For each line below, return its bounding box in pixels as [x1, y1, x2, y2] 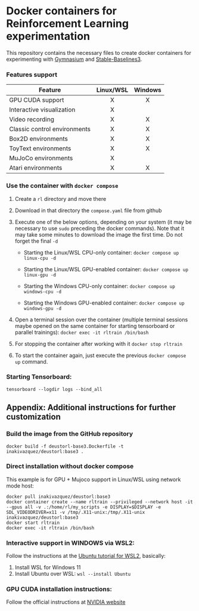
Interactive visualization [9, 106, 76, 114]
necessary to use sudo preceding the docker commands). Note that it [14, 225, 185, 232]
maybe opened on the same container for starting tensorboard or [14, 322, 175, 329]
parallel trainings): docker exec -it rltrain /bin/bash [14, 328, 149, 336]
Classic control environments [9, 125, 91, 134]
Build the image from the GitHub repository [6, 430, 133, 438]
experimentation [6, 30, 91, 43]
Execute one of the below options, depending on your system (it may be [14, 218, 192, 225]
